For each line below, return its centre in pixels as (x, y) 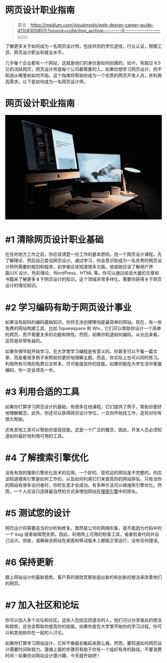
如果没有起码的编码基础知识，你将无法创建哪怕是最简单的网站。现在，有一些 (83, 322)
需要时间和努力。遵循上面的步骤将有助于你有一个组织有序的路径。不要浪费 (85, 649)
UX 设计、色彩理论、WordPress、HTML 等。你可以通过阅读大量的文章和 (85, 273)
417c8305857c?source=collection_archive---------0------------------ (89, 30)
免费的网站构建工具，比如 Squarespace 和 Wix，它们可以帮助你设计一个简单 (83, 329)
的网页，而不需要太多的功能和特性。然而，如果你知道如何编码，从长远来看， (83, 334)
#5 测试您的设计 (38, 513)
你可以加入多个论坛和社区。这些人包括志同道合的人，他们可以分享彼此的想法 (83, 620)
